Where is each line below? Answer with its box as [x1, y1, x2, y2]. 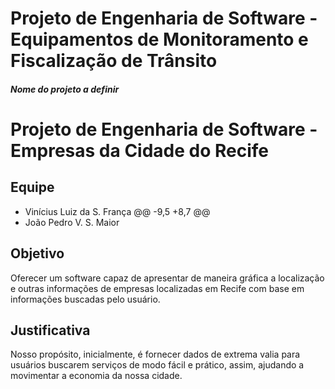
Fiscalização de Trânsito [10, 50, 218, 72]
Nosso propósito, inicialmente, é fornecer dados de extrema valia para [10, 348, 301, 361]
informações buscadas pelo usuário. [10, 293, 161, 305]
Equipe [10, 179, 55, 196]
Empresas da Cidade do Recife [10, 139, 270, 162]
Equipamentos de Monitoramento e [10, 28, 309, 51]
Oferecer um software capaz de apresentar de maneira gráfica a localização [10, 272, 325, 284]
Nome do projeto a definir [10, 83, 120, 95]
